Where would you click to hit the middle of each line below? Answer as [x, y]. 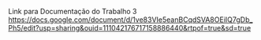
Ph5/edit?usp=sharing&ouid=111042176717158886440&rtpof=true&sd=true [130, 28]
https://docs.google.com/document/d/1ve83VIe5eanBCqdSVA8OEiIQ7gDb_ [130, 20]
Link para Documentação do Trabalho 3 [73, 11]
